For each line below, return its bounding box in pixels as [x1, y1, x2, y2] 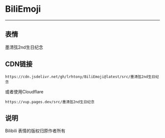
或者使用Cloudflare [5, 88, 44, 94]
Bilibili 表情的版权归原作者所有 [5, 128, 66, 134]
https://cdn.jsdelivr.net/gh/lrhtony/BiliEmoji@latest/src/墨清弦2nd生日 [5, 74, 156, 79]
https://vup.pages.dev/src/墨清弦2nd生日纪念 [5, 99, 95, 104]
